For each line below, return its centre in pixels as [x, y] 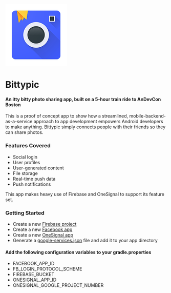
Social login [25, 157]
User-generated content [38, 168]
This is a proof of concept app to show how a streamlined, [67, 116]
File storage [25, 173]
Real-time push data [34, 179]
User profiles [26, 162]
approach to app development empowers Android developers [98, 122]
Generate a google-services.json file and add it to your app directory [85, 240]
